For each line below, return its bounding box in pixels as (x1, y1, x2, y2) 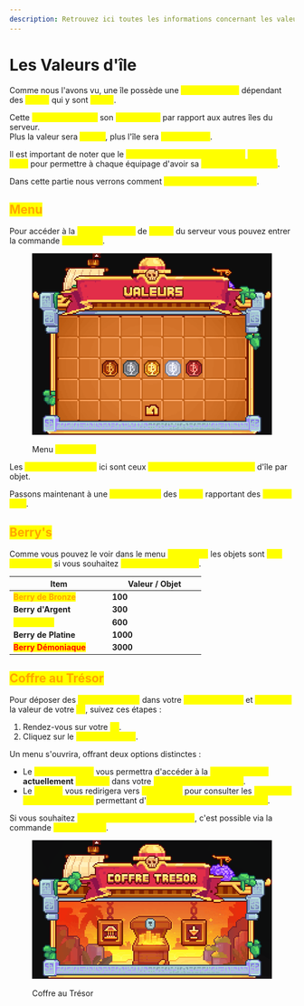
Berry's (9, 525, 52, 540)
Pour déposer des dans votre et (9, 695, 253, 706)
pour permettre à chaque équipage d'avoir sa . (30, 158, 280, 169)
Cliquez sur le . (22, 731, 138, 742)
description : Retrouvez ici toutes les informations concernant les (9, 14, 273, 24)
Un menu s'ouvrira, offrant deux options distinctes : (9, 749, 202, 760)
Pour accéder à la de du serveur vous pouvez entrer (9, 226, 291, 237)
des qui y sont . (9, 94, 117, 105)
